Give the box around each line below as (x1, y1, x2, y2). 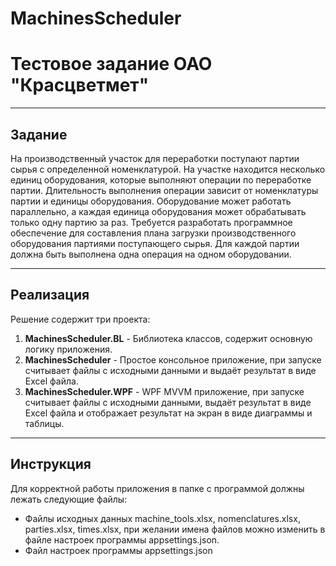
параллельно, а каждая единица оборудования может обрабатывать (10, 205, 307, 217)
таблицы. (24, 417, 65, 429)
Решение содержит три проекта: (10, 313, 151, 325)
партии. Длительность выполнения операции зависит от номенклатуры (10, 184, 319, 196)
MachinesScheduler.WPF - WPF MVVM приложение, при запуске (24, 385, 305, 397)
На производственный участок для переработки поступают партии (10, 152, 300, 164)
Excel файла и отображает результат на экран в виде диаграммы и (24, 407, 313, 419)
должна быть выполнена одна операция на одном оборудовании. (10, 248, 292, 260)
